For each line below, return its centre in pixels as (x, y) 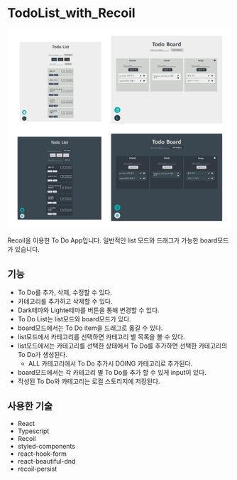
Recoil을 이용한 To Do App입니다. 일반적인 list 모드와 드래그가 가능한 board (112, 240)
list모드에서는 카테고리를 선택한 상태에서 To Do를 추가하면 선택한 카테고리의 (122, 346)
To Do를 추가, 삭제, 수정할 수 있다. (65, 292)
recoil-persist (37, 469)
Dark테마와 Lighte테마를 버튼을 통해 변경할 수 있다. (88, 310)
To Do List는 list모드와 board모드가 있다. (74, 319)
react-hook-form (42, 454)
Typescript (33, 431)
